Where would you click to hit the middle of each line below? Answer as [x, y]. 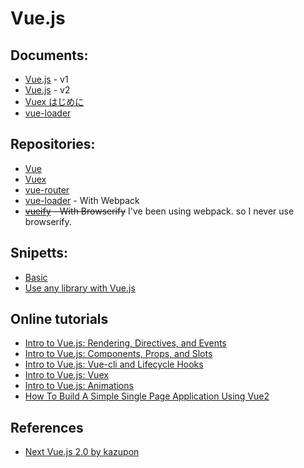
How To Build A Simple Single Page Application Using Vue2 [147, 396]
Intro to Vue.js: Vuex [66, 375]
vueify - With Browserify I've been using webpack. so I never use [159, 211]
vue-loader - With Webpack [82, 200]
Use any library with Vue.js [80, 288]
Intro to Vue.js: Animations [79, 386]
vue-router [47, 189]
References [47, 427]
